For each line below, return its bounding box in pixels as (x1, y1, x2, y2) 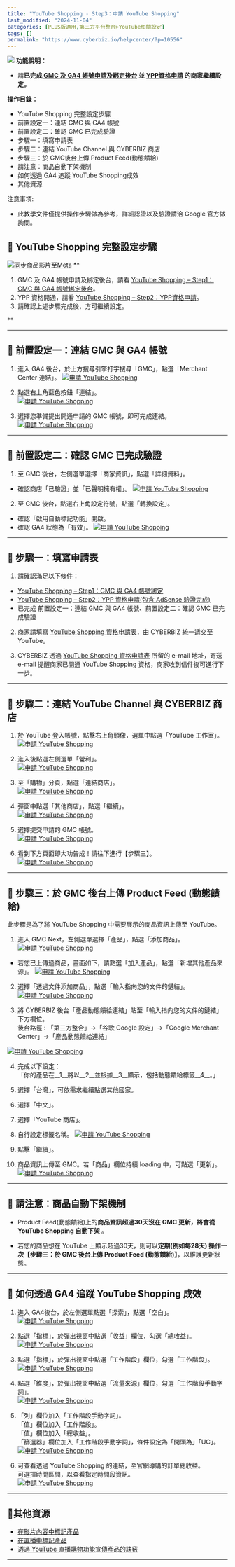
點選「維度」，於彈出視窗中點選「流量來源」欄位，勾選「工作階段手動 (17, 1379, 217, 1387)
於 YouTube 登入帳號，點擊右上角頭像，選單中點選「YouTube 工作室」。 (17, 731, 224, 740)
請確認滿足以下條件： (17, 572, 79, 580)
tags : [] (7, 29, 33, 37)
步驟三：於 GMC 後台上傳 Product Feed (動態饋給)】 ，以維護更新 (29, 1250, 215, 1258)
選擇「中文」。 (17, 1100, 58, 1109)
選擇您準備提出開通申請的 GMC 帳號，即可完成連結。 (17, 411, 171, 420)
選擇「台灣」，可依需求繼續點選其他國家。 (17, 1086, 138, 1093)
